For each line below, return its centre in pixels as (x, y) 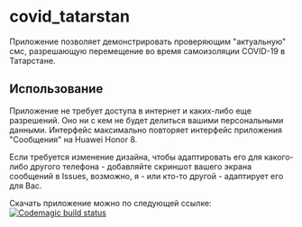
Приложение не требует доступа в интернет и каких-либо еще (131, 111)
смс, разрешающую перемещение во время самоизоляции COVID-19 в (147, 50)
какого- (279, 157)
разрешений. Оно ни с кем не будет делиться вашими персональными (146, 120)
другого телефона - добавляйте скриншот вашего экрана (141, 166)
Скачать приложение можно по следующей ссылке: (110, 203)
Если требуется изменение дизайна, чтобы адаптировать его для (136, 157)
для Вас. (26, 186)
